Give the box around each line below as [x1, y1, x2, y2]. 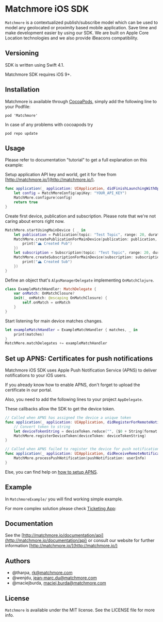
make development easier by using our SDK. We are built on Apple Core [5, 30, 149, 36]
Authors [5, 557, 31, 565]
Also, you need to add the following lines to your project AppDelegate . [5, 396, 143, 402]
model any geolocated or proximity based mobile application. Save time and [5, 24, 157, 30]
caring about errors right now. [5, 218, 65, 224]
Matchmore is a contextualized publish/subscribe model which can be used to [5, 19, 158, 25]
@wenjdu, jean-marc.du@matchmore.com [12, 575, 97, 581]
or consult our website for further [88, 537, 155, 543]
